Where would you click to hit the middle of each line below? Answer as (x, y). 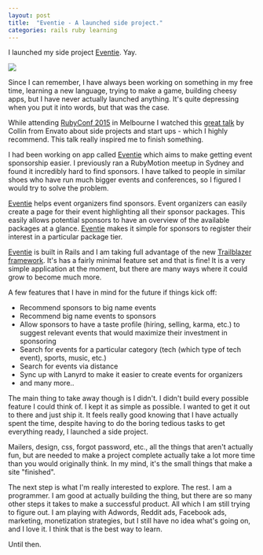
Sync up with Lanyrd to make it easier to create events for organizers (131, 375)
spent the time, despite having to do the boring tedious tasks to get (117, 424)
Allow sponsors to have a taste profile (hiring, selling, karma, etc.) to (130, 324)
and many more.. (47, 383)
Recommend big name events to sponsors (88, 316)
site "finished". (32, 472)
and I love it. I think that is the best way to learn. (85, 529)
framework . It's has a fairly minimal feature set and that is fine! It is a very (127, 261)
